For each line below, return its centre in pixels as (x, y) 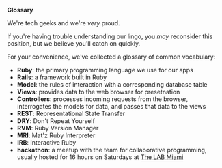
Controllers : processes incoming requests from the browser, (102, 99)
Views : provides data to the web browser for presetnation (98, 92)
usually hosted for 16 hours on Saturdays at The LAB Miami (100, 157)
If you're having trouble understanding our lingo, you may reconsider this (110, 36)
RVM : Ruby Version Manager (58, 128)
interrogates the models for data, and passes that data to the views (111, 106)
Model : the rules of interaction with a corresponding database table (112, 84)
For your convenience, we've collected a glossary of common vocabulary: (111, 57)
